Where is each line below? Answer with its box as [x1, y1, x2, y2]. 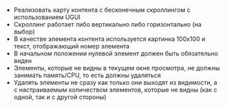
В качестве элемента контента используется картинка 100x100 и [13, 35, 206, 43]
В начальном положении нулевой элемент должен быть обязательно [13, 49, 219, 57]
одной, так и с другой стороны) [13, 93, 107, 101]
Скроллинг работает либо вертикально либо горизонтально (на [13, 21, 202, 28]
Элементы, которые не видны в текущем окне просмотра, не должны [13, 64, 220, 72]
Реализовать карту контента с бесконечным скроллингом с [13, 6, 191, 14]
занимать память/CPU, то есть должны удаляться [13, 71, 162, 79]
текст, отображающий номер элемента [13, 42, 130, 50]
